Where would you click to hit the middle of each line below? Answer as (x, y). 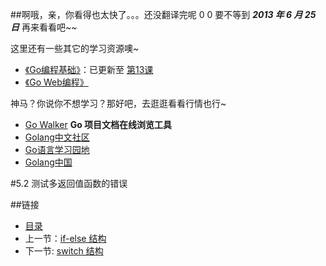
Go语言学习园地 (57, 149)
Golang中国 (48, 162)
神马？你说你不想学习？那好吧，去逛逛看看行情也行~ (118, 103)
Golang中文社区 (57, 137)
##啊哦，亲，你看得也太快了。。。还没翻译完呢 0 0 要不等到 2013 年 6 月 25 (163, 14)
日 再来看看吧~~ (44, 27)
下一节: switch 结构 (64, 251)
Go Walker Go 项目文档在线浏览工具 (98, 124)
